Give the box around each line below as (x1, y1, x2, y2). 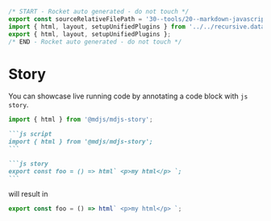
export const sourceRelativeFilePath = (8, 15, 143, 23)
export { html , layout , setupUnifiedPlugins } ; (8, 30, 172, 38)
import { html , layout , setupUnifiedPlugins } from (8, 23, 186, 31)
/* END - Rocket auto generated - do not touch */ (8, 37, 182, 46)
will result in (8, 190, 48, 199)
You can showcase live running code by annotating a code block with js (8, 91, 248, 101)
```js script (8, 130, 52, 139)
